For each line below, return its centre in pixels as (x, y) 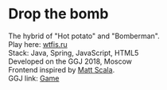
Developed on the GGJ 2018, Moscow (70, 61)
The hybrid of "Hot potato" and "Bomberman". (84, 36)
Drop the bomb (58, 14)
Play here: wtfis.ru (38, 44)
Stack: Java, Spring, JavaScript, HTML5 (74, 53)
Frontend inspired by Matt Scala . (62, 69)
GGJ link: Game (34, 78)
